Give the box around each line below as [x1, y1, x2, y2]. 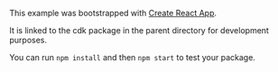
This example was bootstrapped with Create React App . [9, 8, 218, 18]
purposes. [9, 35, 48, 45]
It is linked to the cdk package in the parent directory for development [9, 25, 269, 35]
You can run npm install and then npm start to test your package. [9, 52, 255, 62]
